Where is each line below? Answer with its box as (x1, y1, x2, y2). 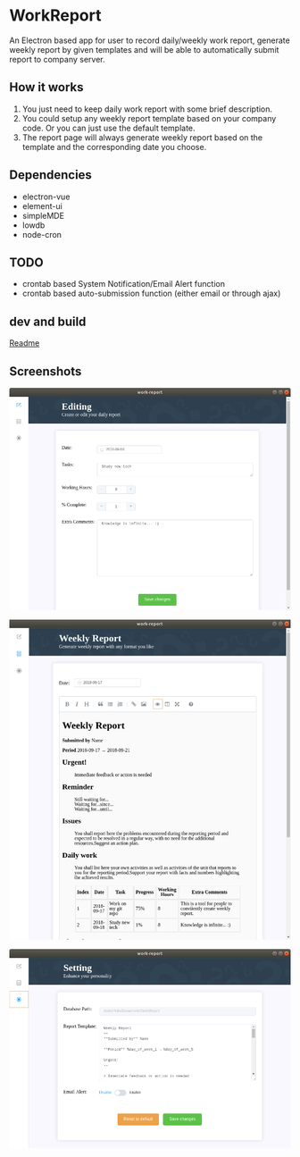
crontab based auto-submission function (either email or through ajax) (21, 288, 281, 299)
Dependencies (9, 167, 92, 183)
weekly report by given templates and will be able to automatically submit (9, 44, 279, 54)
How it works (9, 80, 84, 95)
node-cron (21, 229, 62, 239)
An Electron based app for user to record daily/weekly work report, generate (9, 35, 290, 46)
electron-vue (21, 191, 71, 202)
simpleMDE (21, 210, 65, 221)
